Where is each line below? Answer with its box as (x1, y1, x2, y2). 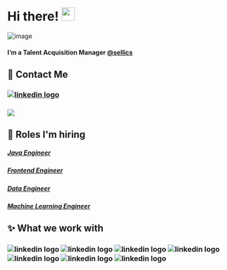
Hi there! (7, 8, 59, 25)
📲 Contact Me (7, 68, 68, 81)
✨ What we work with (7, 223, 104, 235)
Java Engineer (7, 148, 51, 157)
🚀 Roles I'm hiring (7, 129, 86, 141)
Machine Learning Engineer (7, 201, 91, 210)
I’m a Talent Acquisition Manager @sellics (7, 48, 133, 57)
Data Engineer (7, 184, 51, 192)
